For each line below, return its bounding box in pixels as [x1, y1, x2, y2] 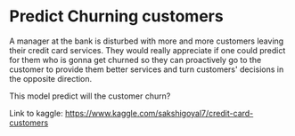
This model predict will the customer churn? [9, 91, 171, 101]
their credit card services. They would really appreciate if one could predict [9, 44, 286, 55]
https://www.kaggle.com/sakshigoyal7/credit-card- [65, 108, 254, 118]
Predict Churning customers [9, 6, 225, 27]
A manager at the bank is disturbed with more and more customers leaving [9, 36, 284, 46]
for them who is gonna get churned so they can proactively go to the [9, 54, 262, 65]
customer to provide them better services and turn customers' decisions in [9, 64, 284, 75]
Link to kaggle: [9, 108, 64, 118]
